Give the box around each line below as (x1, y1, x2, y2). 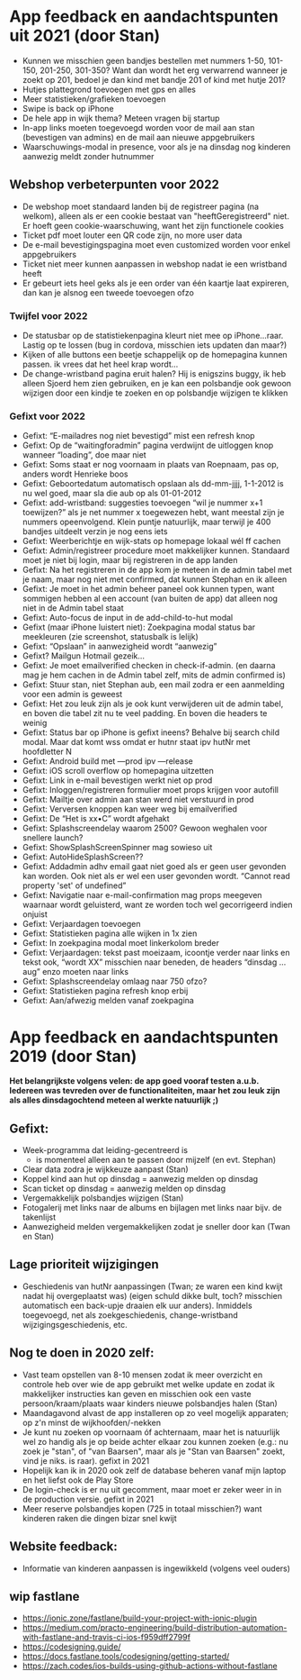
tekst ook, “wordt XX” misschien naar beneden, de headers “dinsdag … (22, 957, 287, 967)
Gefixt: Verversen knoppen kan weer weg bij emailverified (22, 804, 238, 814)
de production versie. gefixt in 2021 (22, 1494, 155, 1504)
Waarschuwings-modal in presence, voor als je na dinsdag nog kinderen (22, 141, 291, 152)
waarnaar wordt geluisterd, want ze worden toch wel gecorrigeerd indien (22, 899, 293, 911)
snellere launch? (22, 832, 84, 843)
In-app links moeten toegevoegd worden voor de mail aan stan (22, 122, 255, 132)
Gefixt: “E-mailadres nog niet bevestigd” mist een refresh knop (22, 431, 255, 441)
